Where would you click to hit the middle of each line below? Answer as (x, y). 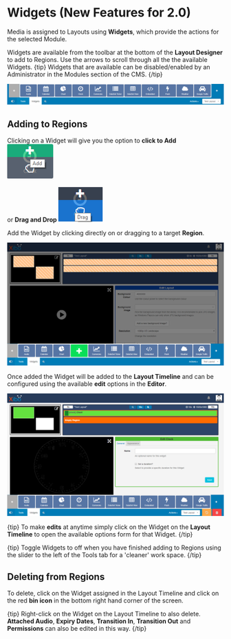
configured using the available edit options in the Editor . (87, 384)
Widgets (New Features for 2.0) (99, 13)
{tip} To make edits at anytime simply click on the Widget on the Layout (109, 527)
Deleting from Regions (56, 577)
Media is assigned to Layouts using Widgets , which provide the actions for (113, 32)
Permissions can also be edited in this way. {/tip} (77, 629)
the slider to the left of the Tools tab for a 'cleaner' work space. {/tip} (104, 555)
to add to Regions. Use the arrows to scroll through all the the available (107, 59)
